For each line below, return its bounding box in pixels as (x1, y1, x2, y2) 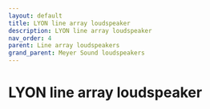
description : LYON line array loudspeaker (8, 26, 152, 34)
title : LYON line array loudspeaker (8, 19, 131, 27)
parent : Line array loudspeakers (8, 42, 120, 50)
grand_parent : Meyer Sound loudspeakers (8, 49, 146, 57)
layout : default (8, 11, 63, 20)
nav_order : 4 (8, 34, 52, 42)
